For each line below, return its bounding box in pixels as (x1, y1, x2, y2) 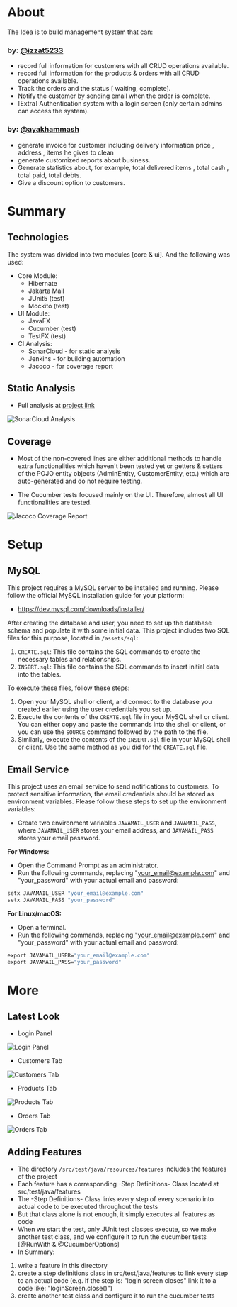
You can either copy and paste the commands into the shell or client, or (17, 721, 226, 729)
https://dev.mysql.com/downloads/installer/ (17, 605, 145, 613)
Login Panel (17, 1029, 52, 1038)
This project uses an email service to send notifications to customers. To (7, 782, 219, 791)
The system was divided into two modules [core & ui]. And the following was (7, 250, 231, 259)
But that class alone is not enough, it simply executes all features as (17, 1210, 216, 1218)
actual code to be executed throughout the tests (17, 1203, 158, 1211)
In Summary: (17, 1247, 55, 1256)
